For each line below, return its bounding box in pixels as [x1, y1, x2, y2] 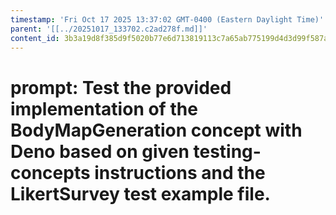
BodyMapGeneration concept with [10, 119, 303, 141]
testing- [193, 140, 262, 163]
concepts [10, 161, 91, 184]
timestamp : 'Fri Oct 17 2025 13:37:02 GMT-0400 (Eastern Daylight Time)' [10, 14, 325, 25]
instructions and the [94, 161, 266, 184]
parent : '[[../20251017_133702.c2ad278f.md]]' [10, 24, 208, 34]
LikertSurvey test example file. [10, 182, 271, 205]
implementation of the [10, 97, 198, 120]
